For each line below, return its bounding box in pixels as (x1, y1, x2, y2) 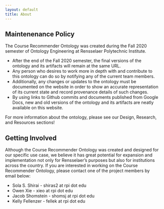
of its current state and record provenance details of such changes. (12, 89, 148, 95)
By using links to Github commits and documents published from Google (12, 94, 159, 100)
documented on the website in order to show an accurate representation (12, 84, 159, 90)
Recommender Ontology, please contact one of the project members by (5, 168, 150, 174)
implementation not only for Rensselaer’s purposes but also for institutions (5, 157, 155, 163)
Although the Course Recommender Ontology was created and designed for (5, 147, 159, 153)
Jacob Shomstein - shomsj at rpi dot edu (12, 193, 94, 199)
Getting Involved (5, 134, 57, 142)
